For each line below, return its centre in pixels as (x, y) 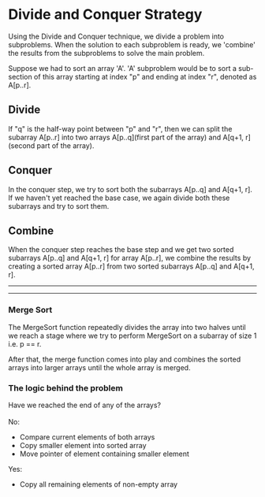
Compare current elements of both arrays (87, 437)
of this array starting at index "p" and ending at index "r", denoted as (146, 76)
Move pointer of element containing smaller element (104, 454)
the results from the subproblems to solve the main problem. (106, 53)
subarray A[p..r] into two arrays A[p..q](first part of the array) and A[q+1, (126, 137)
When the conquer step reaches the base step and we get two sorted (121, 250)
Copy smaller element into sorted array (83, 445)
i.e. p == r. (25, 343)
